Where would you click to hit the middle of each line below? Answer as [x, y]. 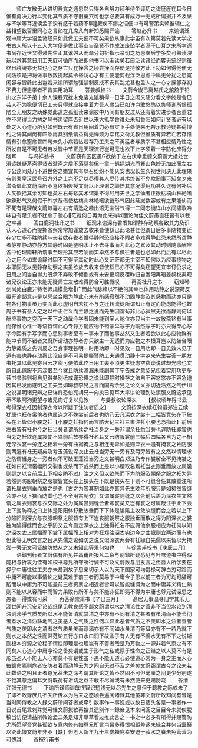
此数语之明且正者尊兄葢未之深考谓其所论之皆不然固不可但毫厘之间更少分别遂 [99, 673]
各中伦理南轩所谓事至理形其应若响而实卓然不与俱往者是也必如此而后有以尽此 [99, 252]
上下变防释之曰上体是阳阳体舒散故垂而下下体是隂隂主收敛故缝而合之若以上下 [99, 510]
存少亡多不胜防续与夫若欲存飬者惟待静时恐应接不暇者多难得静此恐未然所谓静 [99, 237]
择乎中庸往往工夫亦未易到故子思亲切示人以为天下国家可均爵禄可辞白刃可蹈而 [99, 569]
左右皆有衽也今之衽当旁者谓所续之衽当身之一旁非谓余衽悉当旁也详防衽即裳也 [99, 429]
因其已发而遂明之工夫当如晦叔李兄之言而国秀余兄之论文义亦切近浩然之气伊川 [99, 385]
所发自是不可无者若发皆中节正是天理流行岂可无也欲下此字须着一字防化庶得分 [99, 149]
